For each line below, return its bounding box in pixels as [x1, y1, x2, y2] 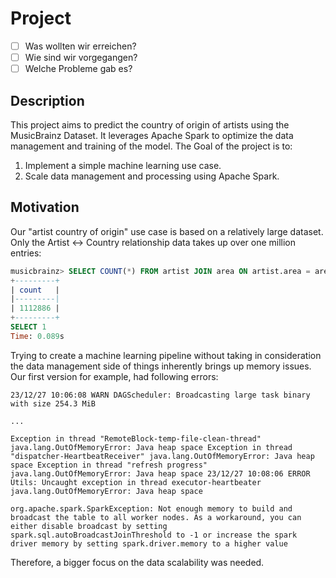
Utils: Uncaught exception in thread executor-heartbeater [10, 477, 262, 487]
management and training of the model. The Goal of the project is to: [10, 140, 293, 152]
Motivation [10, 199, 80, 216]
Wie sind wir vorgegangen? [24, 52, 138, 63]
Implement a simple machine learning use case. [24, 159, 222, 171]
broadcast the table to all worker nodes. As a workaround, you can [10, 512, 302, 522]
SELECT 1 [10, 322, 47, 332]
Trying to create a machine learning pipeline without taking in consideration [10, 349, 322, 361]
